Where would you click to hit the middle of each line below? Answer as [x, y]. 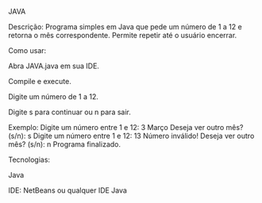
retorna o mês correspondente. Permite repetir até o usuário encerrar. [123, 35]
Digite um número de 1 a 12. [54, 97]
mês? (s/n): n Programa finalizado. [65, 144]
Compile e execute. [40, 81]
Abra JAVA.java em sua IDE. [54, 66]
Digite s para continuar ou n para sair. [69, 112]
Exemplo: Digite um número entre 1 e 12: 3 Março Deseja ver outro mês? [126, 127]
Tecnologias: [29, 159]
